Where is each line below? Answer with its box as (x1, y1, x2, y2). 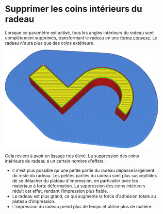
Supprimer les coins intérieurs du (5, 3, 142, 15)
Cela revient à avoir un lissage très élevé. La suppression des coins (5, 153, 139, 159)
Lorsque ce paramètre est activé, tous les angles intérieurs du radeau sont (5, 30, 154, 35)
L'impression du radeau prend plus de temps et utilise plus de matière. (12, 204, 153, 210)
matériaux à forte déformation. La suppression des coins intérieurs (12, 183, 146, 189)
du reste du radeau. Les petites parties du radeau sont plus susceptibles (12, 173, 157, 179)
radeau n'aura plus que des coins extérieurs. (5, 40, 95, 46)
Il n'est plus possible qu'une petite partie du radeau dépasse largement (12, 167, 155, 173)
